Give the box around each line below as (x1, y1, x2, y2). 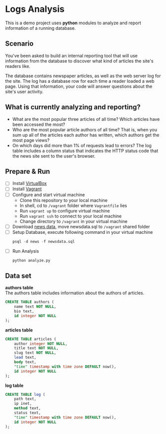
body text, (14, 360, 37, 365)
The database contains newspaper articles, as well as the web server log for (5, 73, 161, 79)
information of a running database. (5, 25, 76, 31)
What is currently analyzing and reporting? (5, 103, 141, 111)
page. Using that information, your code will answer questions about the (5, 83, 153, 89)
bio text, (14, 309, 35, 314)
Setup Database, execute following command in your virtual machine (12, 229, 153, 235)
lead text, (14, 355, 37, 360)
